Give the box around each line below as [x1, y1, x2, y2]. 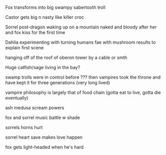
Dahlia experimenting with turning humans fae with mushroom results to [5, 39, 156, 45]
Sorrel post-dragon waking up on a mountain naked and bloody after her [5, 24, 157, 30]
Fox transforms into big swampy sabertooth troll [5, 5, 106, 10]
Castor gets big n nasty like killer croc [5, 14, 84, 20]
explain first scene [5, 45, 44, 50]
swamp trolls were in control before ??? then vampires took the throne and [5, 74, 161, 80]
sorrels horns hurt [5, 125, 43, 130]
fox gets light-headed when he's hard [5, 144, 84, 150]
